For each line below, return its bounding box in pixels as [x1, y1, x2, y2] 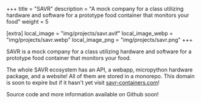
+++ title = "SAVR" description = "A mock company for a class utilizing [6, 5, 184, 12]
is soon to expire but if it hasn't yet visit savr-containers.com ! [6, 79, 160, 86]
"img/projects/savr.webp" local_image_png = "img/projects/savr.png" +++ [6, 36, 193, 43]
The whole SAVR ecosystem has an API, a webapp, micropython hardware [6, 66, 193, 73]
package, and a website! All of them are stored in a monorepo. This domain [6, 73, 195, 79]
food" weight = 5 [6, 18, 49, 25]
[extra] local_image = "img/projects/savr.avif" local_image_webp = [6, 30, 174, 37]
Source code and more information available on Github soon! [6, 91, 159, 98]
